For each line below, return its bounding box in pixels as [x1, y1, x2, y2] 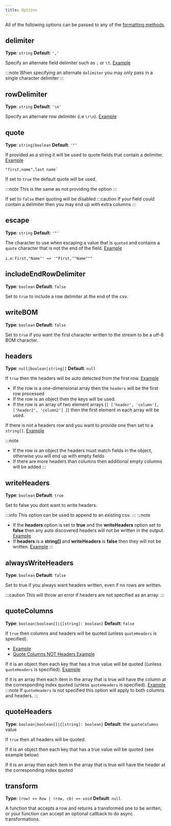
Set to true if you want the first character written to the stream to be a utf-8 [5, 331, 164, 338]
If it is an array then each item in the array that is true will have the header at [5, 762, 166, 768]
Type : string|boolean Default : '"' [5, 142, 78, 148]
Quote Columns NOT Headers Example [12, 651, 95, 657]
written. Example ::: [12, 544, 54, 550]
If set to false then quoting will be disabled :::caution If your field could [5, 196, 155, 202]
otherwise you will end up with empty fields [12, 453, 105, 459]
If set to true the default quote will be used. [5, 176, 97, 182]
